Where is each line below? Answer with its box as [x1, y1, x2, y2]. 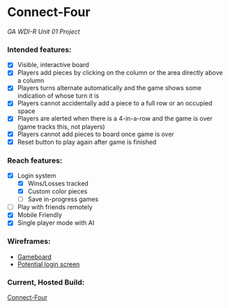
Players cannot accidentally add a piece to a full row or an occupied [17, 99, 213, 108]
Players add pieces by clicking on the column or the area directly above [17, 68, 223, 77]
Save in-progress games [27, 195, 99, 203]
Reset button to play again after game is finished [17, 138, 157, 146]
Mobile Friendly [17, 211, 63, 219]
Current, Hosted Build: [7, 277, 85, 287]
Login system [17, 171, 56, 179]
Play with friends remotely [17, 203, 93, 212]
